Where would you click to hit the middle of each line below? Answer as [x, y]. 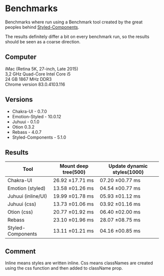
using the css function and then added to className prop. [64, 268]
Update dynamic [128, 166]
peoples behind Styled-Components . [42, 27]
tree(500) [74, 172]
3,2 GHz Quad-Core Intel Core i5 [38, 74]
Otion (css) [20, 212]
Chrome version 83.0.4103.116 [35, 84]
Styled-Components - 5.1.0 [39, 137]
